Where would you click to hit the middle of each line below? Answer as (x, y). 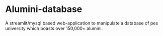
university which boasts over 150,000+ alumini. (54, 28)
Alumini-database (44, 9)
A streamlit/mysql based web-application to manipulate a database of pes (82, 23)
